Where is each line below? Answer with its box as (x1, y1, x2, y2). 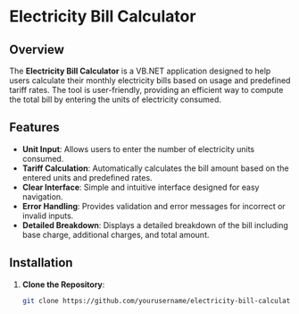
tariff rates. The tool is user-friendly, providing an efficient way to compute (9, 85, 284, 95)
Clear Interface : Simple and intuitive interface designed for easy (21, 182, 260, 192)
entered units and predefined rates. (21, 172, 154, 182)
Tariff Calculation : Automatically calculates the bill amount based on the (21, 163, 289, 174)
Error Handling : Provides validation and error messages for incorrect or (21, 200, 286, 211)
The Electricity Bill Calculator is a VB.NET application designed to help (9, 65, 271, 76)
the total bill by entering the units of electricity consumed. (9, 94, 221, 105)
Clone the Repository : (21, 279, 105, 290)
